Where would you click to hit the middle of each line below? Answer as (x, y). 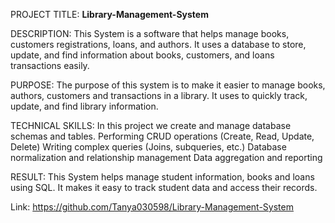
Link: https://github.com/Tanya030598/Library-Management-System (152, 207)
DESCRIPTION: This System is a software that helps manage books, (150, 33)
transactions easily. (50, 65)
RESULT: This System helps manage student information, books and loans (162, 177)
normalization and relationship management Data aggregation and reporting (166, 157)
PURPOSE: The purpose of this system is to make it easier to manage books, (168, 85)
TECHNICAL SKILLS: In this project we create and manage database (151, 125)
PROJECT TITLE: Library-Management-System (109, 14)
